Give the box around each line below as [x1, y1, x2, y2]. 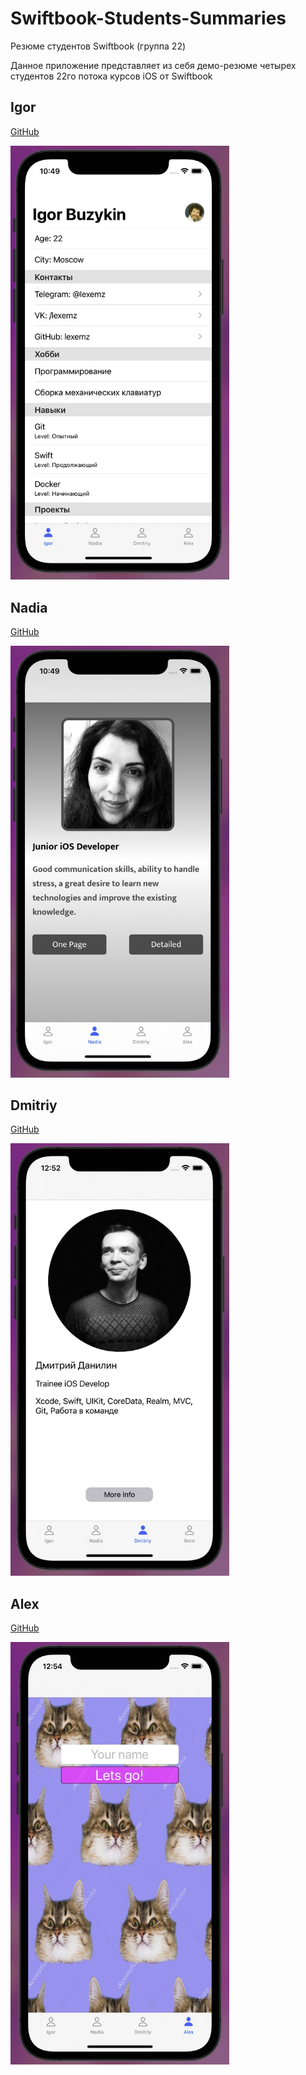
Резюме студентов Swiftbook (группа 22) [10, 40, 187, 52]
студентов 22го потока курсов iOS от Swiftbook [10, 70, 213, 82]
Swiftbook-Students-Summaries [10, 7, 287, 30]
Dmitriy [10, 1097, 58, 1114]
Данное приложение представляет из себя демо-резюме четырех [10, 59, 297, 71]
